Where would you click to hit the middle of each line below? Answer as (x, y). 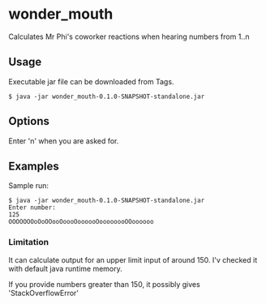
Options (29, 121)
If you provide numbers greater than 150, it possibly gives (104, 284)
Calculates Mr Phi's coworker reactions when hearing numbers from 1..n (129, 36)
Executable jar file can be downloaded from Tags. (91, 81)
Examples (34, 166)
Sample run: (29, 186)
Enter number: (32, 208)
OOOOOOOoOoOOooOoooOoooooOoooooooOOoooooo (81, 222)
